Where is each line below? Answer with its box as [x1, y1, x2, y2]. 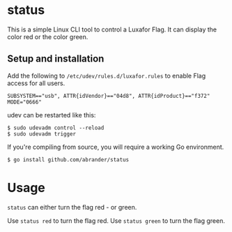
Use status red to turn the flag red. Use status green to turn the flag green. [7, 216, 225, 225]
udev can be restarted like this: [7, 110, 96, 119]
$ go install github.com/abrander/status [7, 156, 130, 163]
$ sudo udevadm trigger [7, 130, 77, 138]
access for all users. [7, 79, 65, 87]
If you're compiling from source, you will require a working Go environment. [7, 143, 224, 151]
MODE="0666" [7, 99, 42, 106]
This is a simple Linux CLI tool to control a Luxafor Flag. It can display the [7, 25, 217, 34]
